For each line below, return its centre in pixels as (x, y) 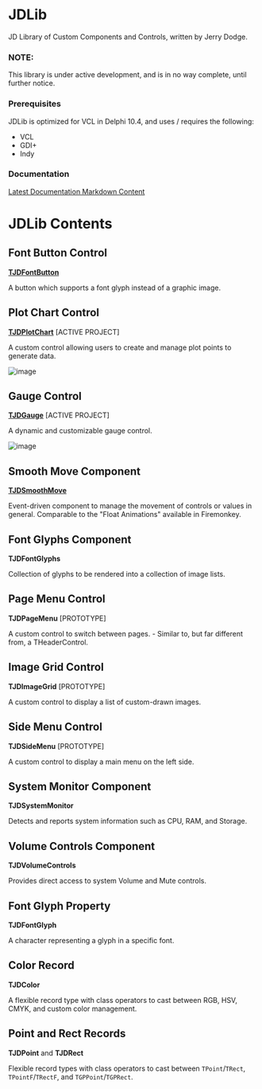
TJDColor (24, 985)
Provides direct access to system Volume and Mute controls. (108, 881)
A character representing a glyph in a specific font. (91, 940)
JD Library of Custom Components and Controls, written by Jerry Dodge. (128, 37)
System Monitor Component (80, 786)
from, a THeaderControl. (48, 642)
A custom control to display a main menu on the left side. (101, 762)
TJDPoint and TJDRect (46, 1052)
